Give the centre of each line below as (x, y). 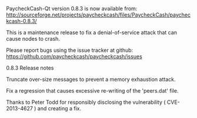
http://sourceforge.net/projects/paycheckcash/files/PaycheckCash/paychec (98, 15)
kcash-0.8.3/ (21, 21)
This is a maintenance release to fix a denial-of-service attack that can (92, 32)
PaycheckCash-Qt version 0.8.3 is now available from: (72, 9)
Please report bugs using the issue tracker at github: (70, 50)
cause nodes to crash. (33, 39)
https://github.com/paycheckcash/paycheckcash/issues (74, 56)
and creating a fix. (59, 108)
